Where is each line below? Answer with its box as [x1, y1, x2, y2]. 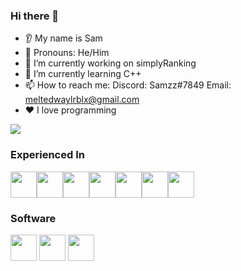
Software [10, 211, 57, 225]
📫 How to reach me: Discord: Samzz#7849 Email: [24, 79, 232, 91]
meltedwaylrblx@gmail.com [24, 94, 140, 106]
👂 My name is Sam [24, 32, 103, 44]
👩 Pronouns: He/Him [24, 47, 110, 59]
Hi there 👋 [10, 9, 60, 23]
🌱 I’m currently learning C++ [24, 68, 142, 80]
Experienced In [10, 148, 85, 162]
